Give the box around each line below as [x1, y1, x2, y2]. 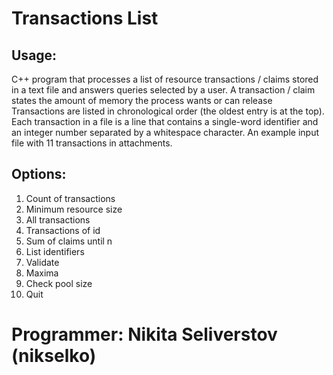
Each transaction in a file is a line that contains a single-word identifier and [11, 116, 319, 127]
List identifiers [25, 245, 85, 257]
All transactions [25, 213, 91, 226]
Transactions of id [25, 224, 101, 236]
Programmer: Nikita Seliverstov [11, 323, 278, 346]
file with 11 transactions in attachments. [11, 137, 173, 149]
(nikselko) [11, 345, 97, 367]
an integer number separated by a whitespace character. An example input [11, 127, 319, 138]
